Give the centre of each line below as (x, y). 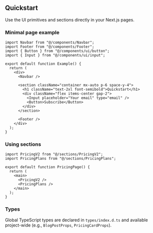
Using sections (23, 144)
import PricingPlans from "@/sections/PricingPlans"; (61, 159)
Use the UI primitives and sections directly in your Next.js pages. (70, 19)
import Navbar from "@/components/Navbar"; (50, 43)
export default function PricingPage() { (48, 167)
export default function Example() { (43, 64)
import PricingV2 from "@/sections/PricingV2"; (54, 155)
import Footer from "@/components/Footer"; (50, 47)
